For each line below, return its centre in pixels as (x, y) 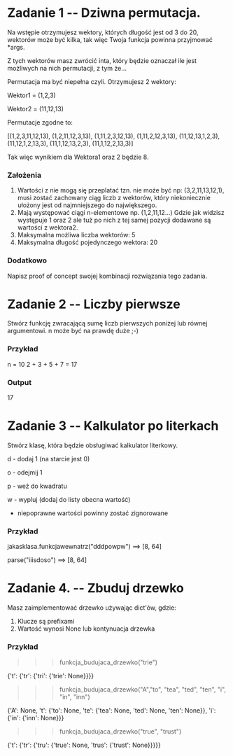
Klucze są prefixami (46, 622)
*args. (16, 47)
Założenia (24, 175)
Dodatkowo (27, 260)
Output (20, 382)
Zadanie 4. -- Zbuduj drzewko (96, 588)
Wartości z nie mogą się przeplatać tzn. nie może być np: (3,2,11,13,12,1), (121, 190)
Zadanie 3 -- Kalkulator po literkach (113, 426)
